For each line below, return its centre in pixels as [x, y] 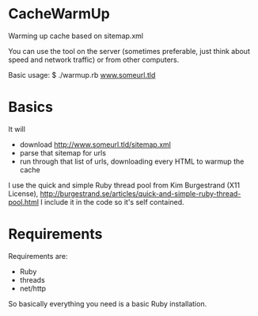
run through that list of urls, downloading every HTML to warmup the [132, 161]
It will [17, 129]
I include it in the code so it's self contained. [112, 202]
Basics [31, 107]
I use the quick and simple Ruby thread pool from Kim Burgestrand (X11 [124, 185]
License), [23, 193]
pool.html [24, 202]
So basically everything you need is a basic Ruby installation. [108, 303]
